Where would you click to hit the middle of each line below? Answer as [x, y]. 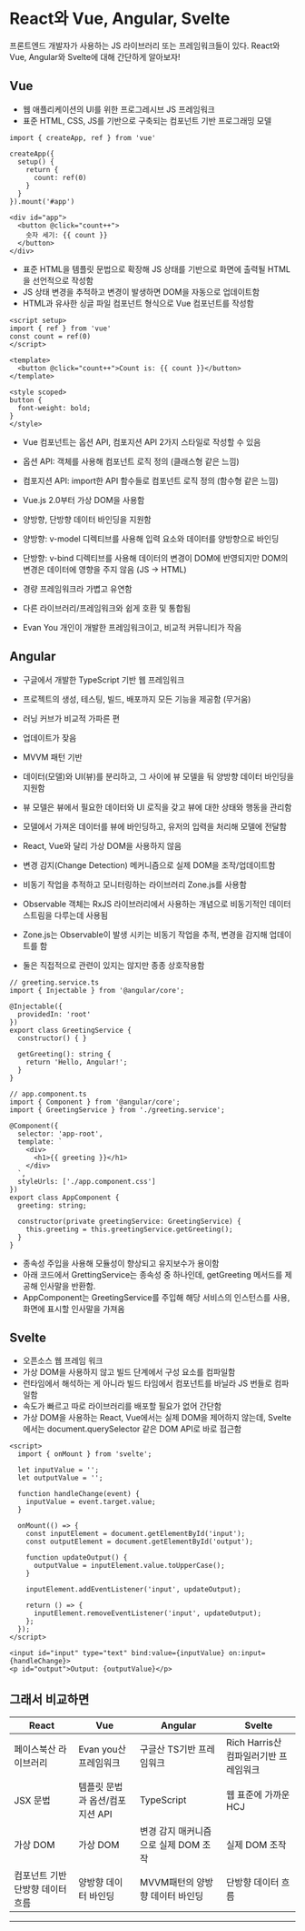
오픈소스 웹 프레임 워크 [63, 1360]
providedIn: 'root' [54, 1014]
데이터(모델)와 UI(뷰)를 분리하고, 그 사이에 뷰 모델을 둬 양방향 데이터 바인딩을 [158, 776]
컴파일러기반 [251, 1756]
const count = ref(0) [50, 336]
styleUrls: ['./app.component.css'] [87, 1181]
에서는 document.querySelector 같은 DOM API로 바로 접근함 [132, 1429]
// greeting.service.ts [54, 982]
